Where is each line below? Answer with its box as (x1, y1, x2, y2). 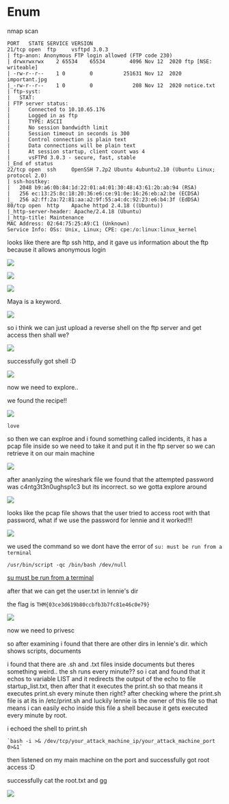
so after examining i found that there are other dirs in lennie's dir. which (7, 639, 208, 648)
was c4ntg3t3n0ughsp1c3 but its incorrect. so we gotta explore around (7, 482, 207, 490)
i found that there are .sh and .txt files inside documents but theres (7, 660, 195, 668)
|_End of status (7, 160, 53, 167)
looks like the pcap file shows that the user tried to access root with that (7, 508, 211, 517)
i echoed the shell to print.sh (7, 724, 87, 733)
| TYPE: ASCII (7, 118, 63, 125)
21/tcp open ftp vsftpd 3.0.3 (7, 46, 109, 53)
